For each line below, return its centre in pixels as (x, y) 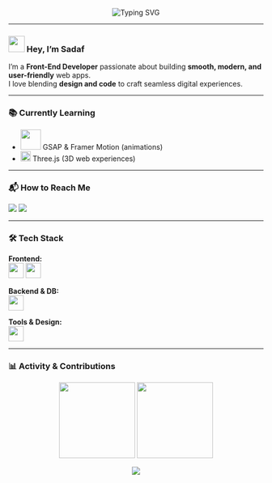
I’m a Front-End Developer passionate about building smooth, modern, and (135, 67)
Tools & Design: (35, 322)
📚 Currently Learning (52, 113)
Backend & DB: (34, 291)
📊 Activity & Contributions (62, 366)
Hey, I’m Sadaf (55, 49)
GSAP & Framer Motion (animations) (103, 146)
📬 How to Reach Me (49, 188)
